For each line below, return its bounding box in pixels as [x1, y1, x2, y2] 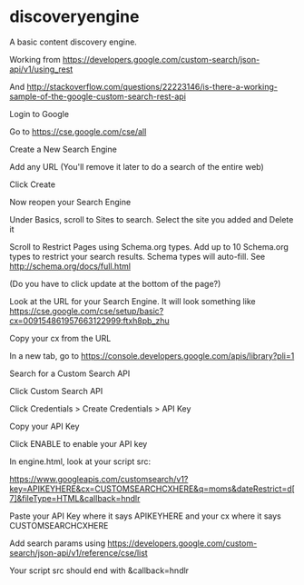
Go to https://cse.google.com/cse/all [9, 125, 147, 137]
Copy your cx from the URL [9, 332, 112, 343]
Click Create [9, 179, 56, 190]
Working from [9, 54, 61, 64]
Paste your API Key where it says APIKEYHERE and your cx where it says [9, 511, 281, 521]
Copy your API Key [9, 421, 80, 431]
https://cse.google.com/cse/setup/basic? [9, 305, 164, 316]
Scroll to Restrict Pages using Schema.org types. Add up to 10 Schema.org [9, 241, 289, 252]
